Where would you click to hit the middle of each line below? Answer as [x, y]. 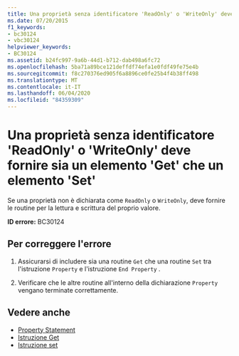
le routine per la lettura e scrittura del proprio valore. [84, 208]
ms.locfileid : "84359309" [46, 100]
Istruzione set [38, 345]
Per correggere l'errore [59, 244]
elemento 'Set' [52, 180]
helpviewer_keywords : [39, 47]
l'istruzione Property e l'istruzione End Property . [89, 268]
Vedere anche [39, 313]
